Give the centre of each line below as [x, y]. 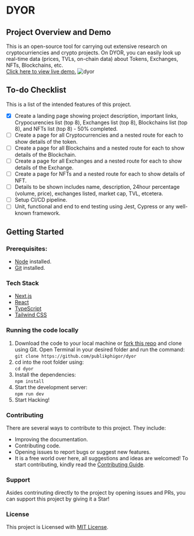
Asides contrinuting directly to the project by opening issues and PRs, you [96, 493]
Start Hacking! [32, 399]
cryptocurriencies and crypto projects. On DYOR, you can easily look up [93, 53]
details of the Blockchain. [45, 155]
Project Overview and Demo [59, 32]
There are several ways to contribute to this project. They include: [86, 428]
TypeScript [28, 309]
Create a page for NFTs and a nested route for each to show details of [100, 174]
